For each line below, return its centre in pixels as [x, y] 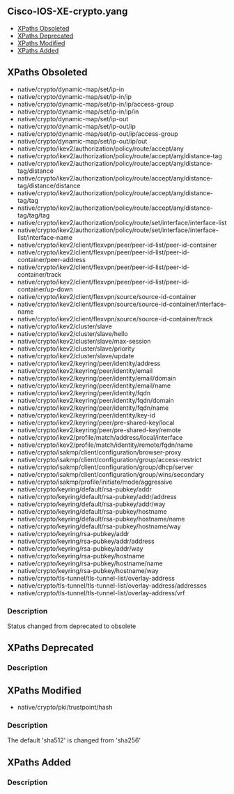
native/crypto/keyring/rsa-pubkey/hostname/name [90, 563]
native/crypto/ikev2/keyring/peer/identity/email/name [94, 385]
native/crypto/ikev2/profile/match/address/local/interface [100, 437]
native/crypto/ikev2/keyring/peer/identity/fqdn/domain [95, 400]
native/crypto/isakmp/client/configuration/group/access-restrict [109, 459]
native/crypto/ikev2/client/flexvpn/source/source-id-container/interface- [122, 304]
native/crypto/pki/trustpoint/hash [65, 708]
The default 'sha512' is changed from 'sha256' [74, 740]
